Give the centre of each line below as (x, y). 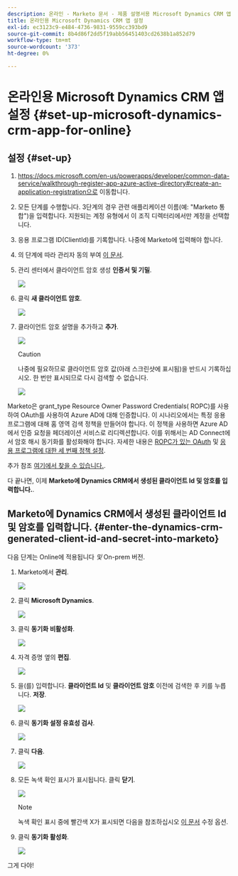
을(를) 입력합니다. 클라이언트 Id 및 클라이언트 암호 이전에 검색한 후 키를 (115, 685)
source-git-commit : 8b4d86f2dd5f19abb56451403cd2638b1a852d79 (101, 34)
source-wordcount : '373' (44, 47)
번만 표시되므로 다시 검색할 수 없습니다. (94, 378)
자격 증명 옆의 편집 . (44, 657)
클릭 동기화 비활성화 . (46, 628)
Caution (29, 354)
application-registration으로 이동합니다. (74, 192)
